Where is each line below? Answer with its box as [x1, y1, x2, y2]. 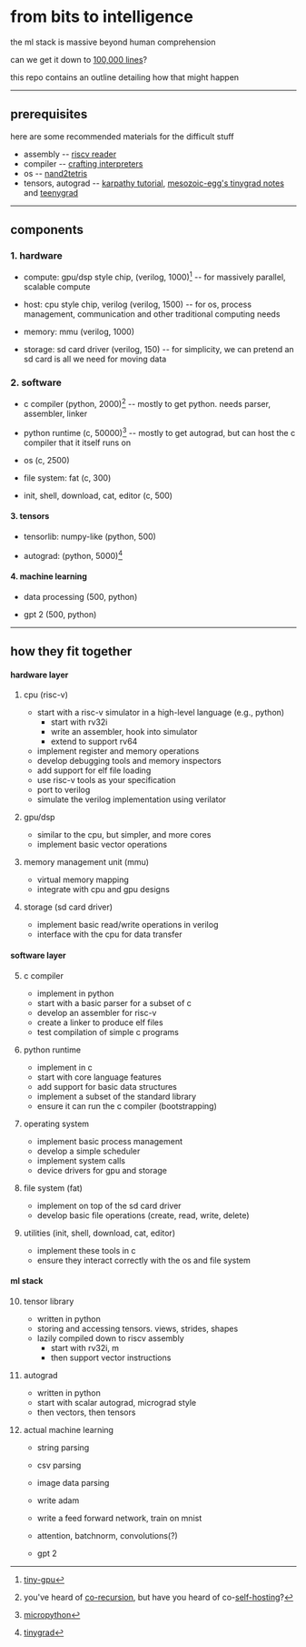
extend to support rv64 [50, 736, 138, 747]
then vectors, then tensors [36, 1407, 136, 1418]
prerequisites [10, 107, 88, 122]
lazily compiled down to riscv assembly [36, 1332, 184, 1344]
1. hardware [10, 249, 63, 262]
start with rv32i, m [50, 1342, 120, 1353]
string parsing [36, 1441, 90, 1453]
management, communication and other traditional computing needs [23, 309, 281, 320]
